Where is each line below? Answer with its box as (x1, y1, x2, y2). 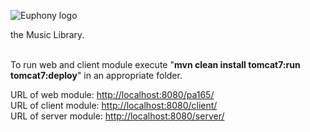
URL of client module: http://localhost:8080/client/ (10, 100, 218, 111)
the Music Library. (10, 29, 85, 40)
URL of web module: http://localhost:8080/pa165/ (10, 89, 215, 100)
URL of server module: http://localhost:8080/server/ (10, 110, 225, 122)
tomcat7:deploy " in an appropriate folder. (10, 70, 183, 81)
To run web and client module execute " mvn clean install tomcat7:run (10, 59, 301, 70)
